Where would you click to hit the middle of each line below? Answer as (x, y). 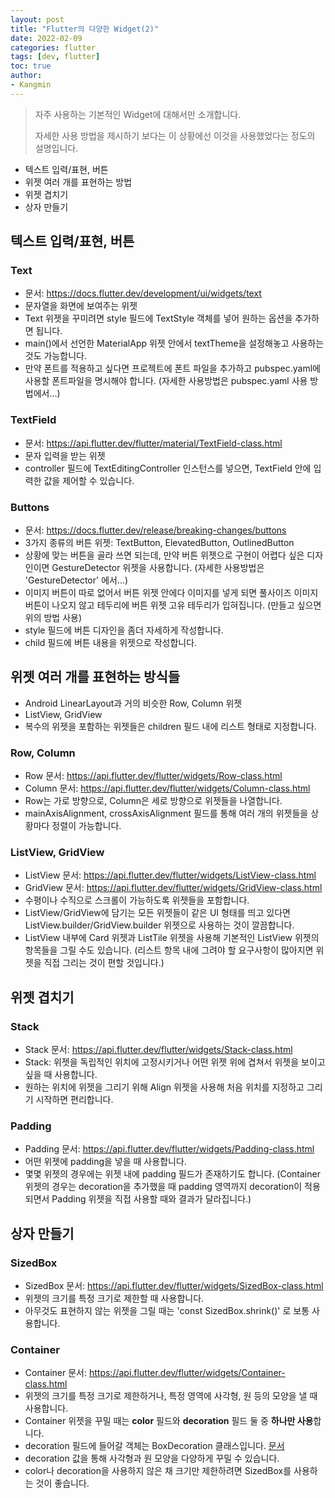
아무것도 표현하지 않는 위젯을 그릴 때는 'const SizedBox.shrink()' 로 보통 (167, 1311)
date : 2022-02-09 (46, 38)
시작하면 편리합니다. (74, 1100)
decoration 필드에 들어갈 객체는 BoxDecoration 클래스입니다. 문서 (154, 1446)
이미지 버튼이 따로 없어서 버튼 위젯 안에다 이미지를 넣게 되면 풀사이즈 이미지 (171, 593)
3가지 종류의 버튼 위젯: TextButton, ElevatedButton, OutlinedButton (159, 543)
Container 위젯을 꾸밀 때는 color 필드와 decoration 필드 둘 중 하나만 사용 (169, 1421)
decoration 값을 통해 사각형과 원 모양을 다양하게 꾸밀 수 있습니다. (152, 1458)
